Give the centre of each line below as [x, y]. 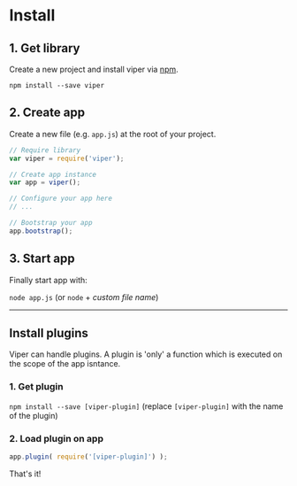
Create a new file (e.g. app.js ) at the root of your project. [113, 134]
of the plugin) [34, 415]
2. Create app [47, 113]
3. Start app [42, 259]
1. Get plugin [36, 387]
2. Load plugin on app [57, 438]
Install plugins [49, 333]
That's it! [25, 474]
